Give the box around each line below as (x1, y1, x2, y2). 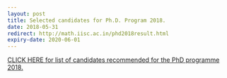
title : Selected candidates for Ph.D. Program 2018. (7, 17, 166, 24)
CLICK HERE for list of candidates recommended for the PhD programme (7, 56, 220, 64)
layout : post (7, 10, 46, 18)
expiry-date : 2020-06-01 (7, 37, 81, 44)
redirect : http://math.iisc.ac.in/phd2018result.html (7, 30, 170, 37)
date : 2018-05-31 (7, 23, 59, 30)
